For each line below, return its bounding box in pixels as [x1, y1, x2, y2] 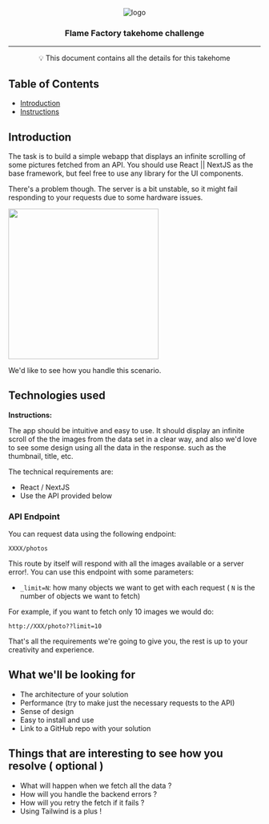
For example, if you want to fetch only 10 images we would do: [8, 607, 215, 617]
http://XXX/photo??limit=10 [8, 623, 102, 631]
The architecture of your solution [19, 689, 129, 699]
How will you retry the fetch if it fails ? [19, 798, 145, 807]
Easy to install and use [19, 715, 94, 725]
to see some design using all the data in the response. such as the [8, 442, 227, 453]
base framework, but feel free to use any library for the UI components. [8, 168, 244, 178]
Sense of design [19, 706, 74, 716]
